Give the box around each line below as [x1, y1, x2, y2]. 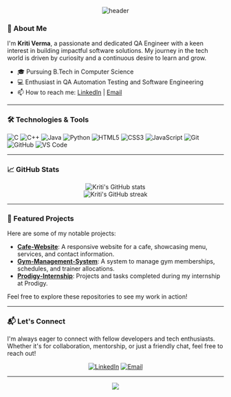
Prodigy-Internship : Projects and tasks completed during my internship [16, 272, 221, 280]
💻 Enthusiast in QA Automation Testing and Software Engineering [16, 78, 204, 86]
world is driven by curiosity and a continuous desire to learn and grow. [7, 54, 207, 62]
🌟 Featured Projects [7, 213, 74, 223]
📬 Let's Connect [7, 316, 65, 326]
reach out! [7, 350, 36, 358]
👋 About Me [7, 23, 47, 33]
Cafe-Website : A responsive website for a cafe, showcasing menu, [16, 243, 208, 251]
